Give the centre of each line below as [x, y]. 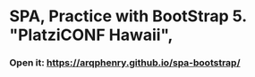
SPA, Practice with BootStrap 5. [128, 16]
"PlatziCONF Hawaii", [91, 35]
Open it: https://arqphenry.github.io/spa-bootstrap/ [125, 63]
